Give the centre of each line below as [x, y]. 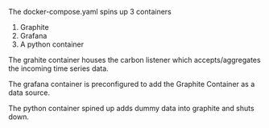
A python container [52, 44]
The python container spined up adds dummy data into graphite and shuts [132, 108]
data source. [29, 93]
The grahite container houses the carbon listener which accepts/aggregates [134, 60]
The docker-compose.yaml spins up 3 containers [90, 12]
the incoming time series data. [58, 68]
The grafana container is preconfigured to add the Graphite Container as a [132, 84]
